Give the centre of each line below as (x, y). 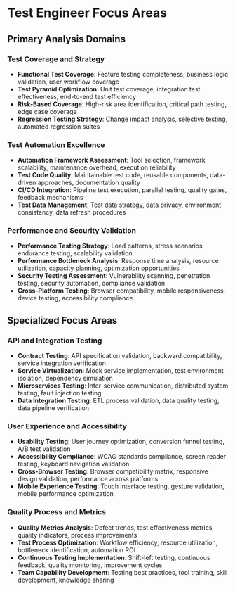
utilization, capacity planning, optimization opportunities (99, 268)
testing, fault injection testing (59, 393)
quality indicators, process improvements (77, 535)
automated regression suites (59, 126)
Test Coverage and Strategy (56, 59)
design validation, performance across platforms (88, 479)
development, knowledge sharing (66, 580)
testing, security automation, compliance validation (91, 284)
